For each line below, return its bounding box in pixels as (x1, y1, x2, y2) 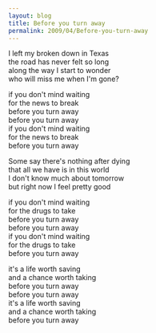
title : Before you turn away (8, 19, 106, 27)
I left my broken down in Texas (8, 49, 110, 59)
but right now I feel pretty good (8, 182, 111, 192)
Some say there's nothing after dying (8, 156, 130, 166)
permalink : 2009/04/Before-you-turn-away (8, 26, 149, 35)
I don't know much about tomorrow (8, 173, 125, 183)
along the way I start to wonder (8, 66, 111, 75)
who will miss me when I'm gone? (8, 74, 120, 84)
